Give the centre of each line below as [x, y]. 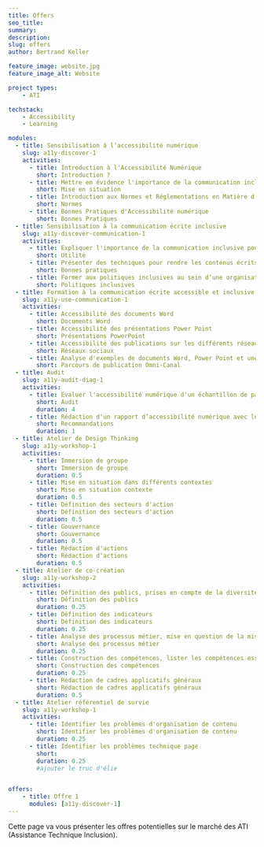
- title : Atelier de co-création [70, 570]
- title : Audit [40, 373]
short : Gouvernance [68, 534]
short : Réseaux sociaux [75, 351]
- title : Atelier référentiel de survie [82, 702]
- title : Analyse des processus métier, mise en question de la [136, 636]
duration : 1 [56, 431]
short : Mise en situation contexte [95, 490]
